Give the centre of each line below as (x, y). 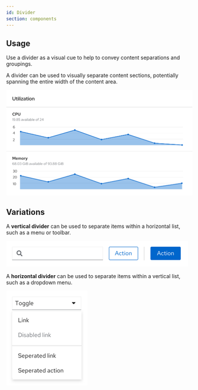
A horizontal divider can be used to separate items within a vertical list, (93, 276)
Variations (26, 212)
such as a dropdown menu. (39, 283)
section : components (32, 19)
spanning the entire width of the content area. (62, 82)
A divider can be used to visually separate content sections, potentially (92, 75)
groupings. (19, 64)
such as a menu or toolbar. (39, 233)
